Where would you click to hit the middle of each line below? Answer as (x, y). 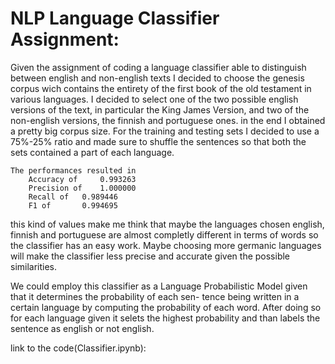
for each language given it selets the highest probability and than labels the (165, 318)
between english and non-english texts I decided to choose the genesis (157, 78)
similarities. (34, 266)
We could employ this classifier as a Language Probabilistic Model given (159, 286)
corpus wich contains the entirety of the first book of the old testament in (161, 88)
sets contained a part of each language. (92, 152)
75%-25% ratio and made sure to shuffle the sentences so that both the (158, 141)
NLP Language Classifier (115, 18)
